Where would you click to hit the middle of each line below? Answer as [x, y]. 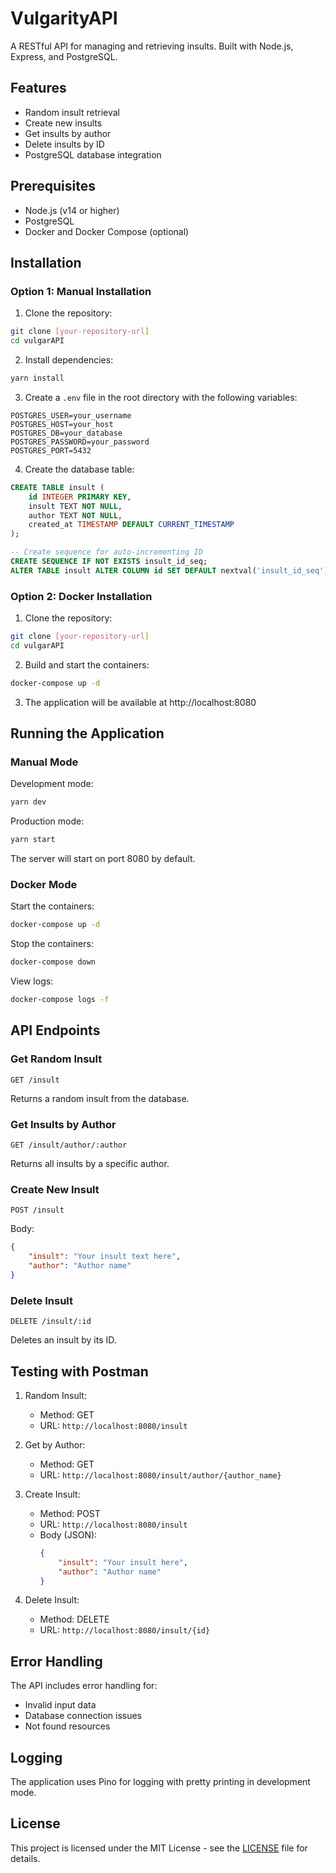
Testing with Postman [79, 1371]
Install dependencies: [69, 360]
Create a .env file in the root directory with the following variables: [161, 397]
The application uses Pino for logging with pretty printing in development [160, 1782]
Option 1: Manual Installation [81, 291]
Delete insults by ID [64, 144]
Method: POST [70, 1513]
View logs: [32, 981]
